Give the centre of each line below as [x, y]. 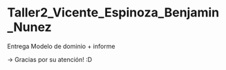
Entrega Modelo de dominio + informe [61, 46]
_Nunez [29, 27]
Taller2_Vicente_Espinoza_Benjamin [113, 13]
